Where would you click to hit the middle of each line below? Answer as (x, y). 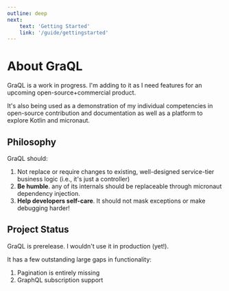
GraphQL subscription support (60, 280)
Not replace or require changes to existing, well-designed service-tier (116, 172)
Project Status (38, 230)
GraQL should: (27, 159)
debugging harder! (43, 208)
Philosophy (32, 142)
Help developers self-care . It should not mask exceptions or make (111, 201)
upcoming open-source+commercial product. (72, 92)
